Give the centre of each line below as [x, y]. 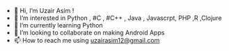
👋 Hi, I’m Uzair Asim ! [44, 11]
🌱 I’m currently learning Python [58, 25]
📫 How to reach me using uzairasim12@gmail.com [87, 40]
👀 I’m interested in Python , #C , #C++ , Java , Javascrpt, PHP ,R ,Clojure [118, 18]
